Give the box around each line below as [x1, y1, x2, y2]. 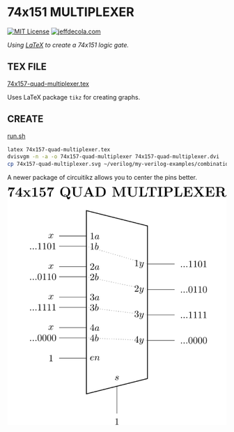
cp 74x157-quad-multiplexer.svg [7, 161, 101, 168]
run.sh [7, 132, 26, 140]
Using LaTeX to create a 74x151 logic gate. [7, 40, 130, 49]
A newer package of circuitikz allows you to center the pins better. [7, 173, 197, 182]
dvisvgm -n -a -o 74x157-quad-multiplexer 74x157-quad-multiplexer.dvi [7, 153, 219, 160]
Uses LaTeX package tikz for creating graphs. [7, 93, 141, 101]
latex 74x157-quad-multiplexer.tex [7, 146, 111, 153]
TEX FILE [7, 61, 47, 73]
